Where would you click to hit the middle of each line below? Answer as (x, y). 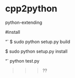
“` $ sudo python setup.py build (38, 41)
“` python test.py (22, 61)
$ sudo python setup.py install (36, 51)
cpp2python (31, 9)
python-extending (24, 22)
